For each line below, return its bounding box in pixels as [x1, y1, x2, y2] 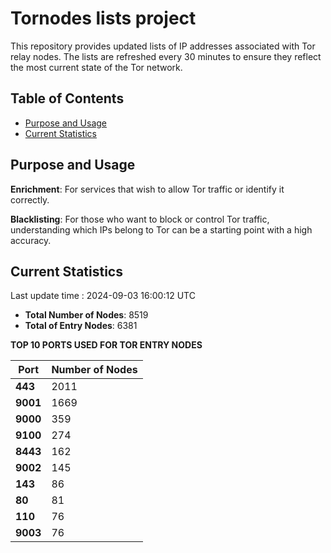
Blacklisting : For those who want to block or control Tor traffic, [10, 213, 270, 225]
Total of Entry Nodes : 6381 [24, 320, 138, 332]
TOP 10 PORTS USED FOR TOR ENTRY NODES [10, 339, 203, 351]
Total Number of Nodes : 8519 [24, 309, 149, 321]
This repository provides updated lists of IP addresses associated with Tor [10, 40, 316, 52]
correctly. [10, 193, 50, 206]
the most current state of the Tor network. [10, 61, 183, 73]
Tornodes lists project [10, 7, 197, 30]
